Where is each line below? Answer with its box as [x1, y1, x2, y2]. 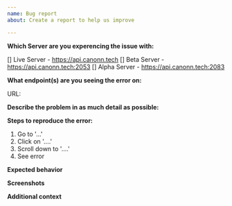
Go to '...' [17, 130, 43, 138]
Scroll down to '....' [17, 144, 71, 153]
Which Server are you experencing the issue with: [7, 42, 154, 50]
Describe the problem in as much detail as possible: [7, 103, 159, 111]
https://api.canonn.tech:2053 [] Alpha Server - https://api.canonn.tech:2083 [7, 62, 225, 71]
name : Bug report [7, 10, 57, 17]
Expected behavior [7, 165, 63, 173]
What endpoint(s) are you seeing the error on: [7, 76, 142, 84]
